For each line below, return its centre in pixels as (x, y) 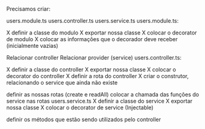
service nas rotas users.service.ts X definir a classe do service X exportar (99, 101)
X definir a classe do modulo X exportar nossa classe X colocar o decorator (102, 33)
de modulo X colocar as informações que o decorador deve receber (92, 39)
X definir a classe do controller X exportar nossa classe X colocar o (91, 69)
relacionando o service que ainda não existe (62, 83)
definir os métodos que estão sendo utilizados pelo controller (84, 119)
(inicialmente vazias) (32, 46)
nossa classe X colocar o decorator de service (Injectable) (80, 107)
